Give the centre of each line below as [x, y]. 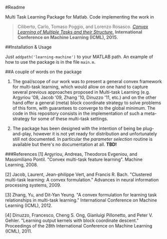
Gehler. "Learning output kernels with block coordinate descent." [72, 220]
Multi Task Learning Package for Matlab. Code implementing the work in [79, 17]
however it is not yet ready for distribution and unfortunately [95, 134]
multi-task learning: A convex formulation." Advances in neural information [82, 180]
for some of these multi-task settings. [69, 119]
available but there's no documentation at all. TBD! [64, 144]
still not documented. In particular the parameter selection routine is [82, 139]
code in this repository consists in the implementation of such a [78, 113]
